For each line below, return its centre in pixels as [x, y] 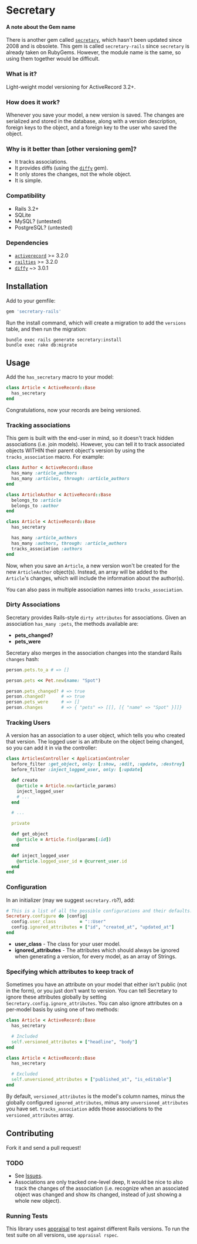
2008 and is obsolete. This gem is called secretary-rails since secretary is [98, 46]
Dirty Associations [33, 605]
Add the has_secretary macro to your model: [60, 377]
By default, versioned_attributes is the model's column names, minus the [96, 1096]
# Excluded [25, 1074]
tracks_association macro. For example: [55, 457]
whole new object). [38, 1201]
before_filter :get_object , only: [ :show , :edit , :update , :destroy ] [98, 764]
